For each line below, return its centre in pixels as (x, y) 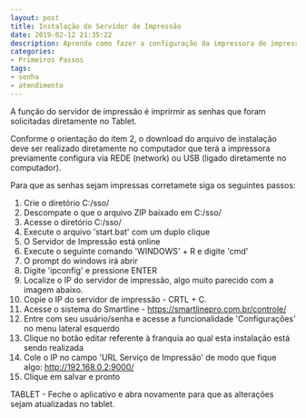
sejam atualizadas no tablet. (63, 403)
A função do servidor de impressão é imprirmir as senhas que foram (138, 111)
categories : (33, 52)
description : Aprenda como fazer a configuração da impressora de (138, 43)
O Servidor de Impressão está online (92, 241)
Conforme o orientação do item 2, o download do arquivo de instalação (144, 138)
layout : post (35, 18)
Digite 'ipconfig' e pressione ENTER (90, 270)
